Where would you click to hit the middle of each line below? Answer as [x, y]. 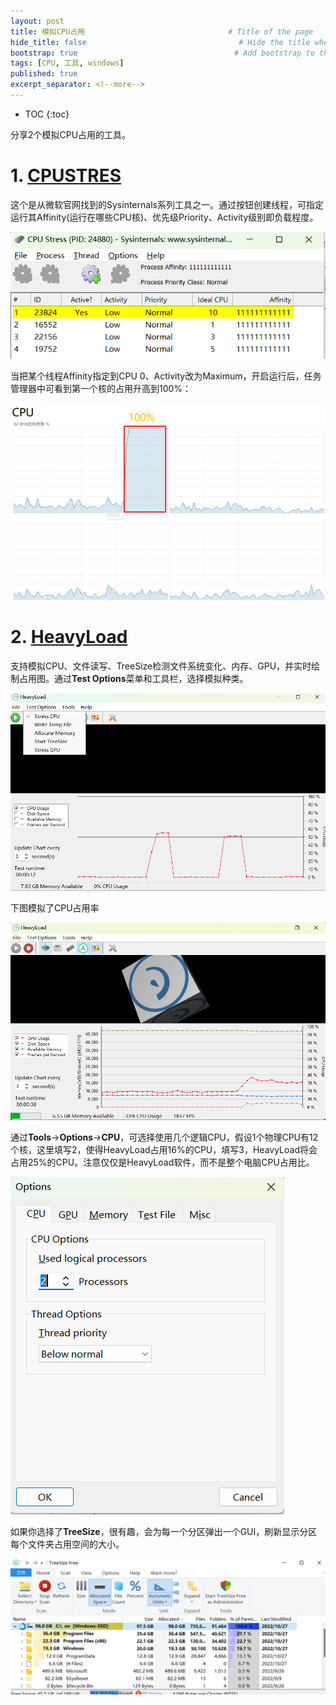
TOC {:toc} [47, 114]
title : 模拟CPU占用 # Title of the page [162, 31]
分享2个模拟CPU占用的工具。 [71, 134]
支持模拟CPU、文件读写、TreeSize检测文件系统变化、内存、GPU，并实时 [161, 666]
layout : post [37, 21]
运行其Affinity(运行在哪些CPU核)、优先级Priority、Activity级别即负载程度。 [164, 217]
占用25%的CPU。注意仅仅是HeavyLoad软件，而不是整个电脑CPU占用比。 [162, 1162]
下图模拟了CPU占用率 [55, 907]
